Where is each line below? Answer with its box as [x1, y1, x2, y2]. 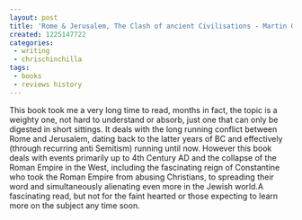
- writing [13, 47, 50, 56]
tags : [9, 64, 30, 73]
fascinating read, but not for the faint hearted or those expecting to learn [9, 190, 279, 201]
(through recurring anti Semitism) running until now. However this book [9, 143, 272, 154]
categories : [9, 38, 54, 48]
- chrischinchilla [13, 55, 83, 64]
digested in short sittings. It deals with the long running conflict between [9, 123, 278, 135]
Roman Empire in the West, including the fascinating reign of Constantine [9, 162, 280, 172]
